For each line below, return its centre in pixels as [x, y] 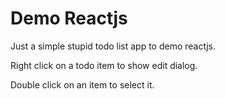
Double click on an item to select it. [82, 84]
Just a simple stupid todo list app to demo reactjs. [113, 46]
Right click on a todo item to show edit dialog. [104, 65]
